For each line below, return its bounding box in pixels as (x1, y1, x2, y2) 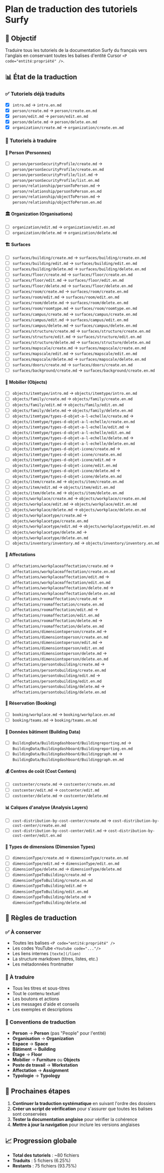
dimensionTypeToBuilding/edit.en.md (12, 889, 88, 894)
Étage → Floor (12, 1051, 42, 1057)
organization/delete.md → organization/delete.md (12, 229, 118, 235)
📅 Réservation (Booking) (5, 700, 57, 706)
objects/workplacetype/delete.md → (12, 529, 87, 535)
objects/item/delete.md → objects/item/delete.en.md (12, 490, 124, 496)
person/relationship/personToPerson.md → (12, 182, 100, 188)
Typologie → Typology (12, 1073, 61, 1079)
